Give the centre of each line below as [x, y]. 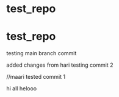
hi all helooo [22, 89]
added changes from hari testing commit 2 [60, 65]
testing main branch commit [41, 53]
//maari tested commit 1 [36, 77]
